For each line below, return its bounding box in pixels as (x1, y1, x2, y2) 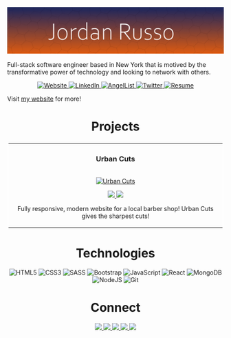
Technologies (75, 245, 156, 261)
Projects (91, 119, 140, 135)
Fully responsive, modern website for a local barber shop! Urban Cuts (16, 205, 214, 213)
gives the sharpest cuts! (81, 212, 150, 220)
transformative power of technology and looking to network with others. (7, 68, 211, 77)
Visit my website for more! (7, 95, 81, 103)
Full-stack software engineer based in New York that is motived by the (7, 61, 206, 69)
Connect (90, 299, 141, 315)
